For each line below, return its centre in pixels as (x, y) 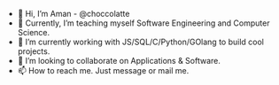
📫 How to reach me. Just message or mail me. (103, 70)
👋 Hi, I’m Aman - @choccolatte (74, 14)
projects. (34, 51)
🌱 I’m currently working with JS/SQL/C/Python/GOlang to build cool (140, 42)
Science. (34, 32)
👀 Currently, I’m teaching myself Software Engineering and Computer (143, 23)
